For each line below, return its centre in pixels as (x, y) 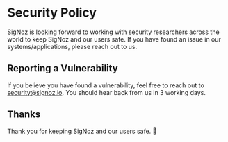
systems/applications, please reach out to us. (72, 46)
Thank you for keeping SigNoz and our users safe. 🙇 (82, 131)
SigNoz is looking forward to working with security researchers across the (114, 32)
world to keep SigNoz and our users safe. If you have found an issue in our (114, 39)
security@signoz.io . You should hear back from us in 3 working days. (107, 92)
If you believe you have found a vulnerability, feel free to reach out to (106, 85)
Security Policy (52, 13)
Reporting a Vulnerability (63, 68)
